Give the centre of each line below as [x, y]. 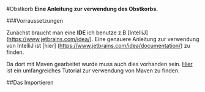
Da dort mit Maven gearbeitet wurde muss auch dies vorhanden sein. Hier [99, 64]
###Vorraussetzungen [35, 21]
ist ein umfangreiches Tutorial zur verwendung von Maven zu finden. [93, 71]
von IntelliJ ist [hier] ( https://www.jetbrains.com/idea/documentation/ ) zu [99, 46]
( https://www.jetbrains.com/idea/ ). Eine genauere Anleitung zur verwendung [103, 39]
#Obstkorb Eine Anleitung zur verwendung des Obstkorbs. [82, 9]
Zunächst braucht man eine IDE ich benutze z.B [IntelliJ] [77, 33]
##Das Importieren [30, 82]
